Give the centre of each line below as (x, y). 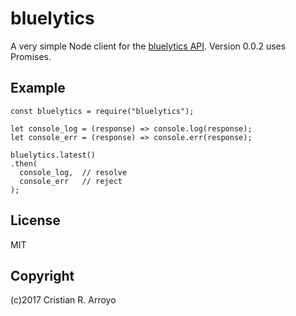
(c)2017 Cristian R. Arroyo (63, 300)
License (35, 220)
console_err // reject (71, 181)
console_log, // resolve (73, 172)
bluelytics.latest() (53, 155)
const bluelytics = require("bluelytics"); (102, 111)
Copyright (42, 275)
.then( (24, 163)
